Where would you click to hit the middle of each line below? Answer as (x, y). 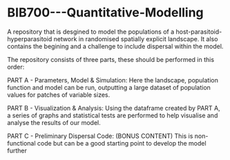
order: (16, 67)
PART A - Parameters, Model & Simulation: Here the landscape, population (113, 80)
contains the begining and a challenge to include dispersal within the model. (115, 46)
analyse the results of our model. (54, 122)
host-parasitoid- (199, 32)
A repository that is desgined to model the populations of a (91, 32)
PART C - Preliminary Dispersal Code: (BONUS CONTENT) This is (100, 136)
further (17, 150)
